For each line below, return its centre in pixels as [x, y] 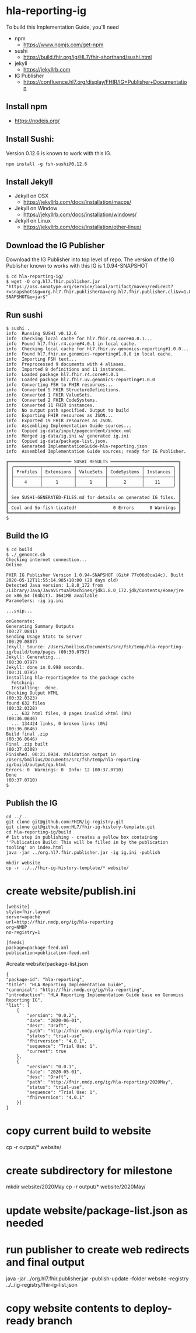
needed [25, 1223]
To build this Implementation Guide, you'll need [63, 27]
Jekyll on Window [36, 209]
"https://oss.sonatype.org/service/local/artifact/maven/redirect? [90, 287]
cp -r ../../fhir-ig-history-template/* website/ [68, 868]
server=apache [23, 917]
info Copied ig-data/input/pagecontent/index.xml [69, 431]
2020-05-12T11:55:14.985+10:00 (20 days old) [62, 580]
